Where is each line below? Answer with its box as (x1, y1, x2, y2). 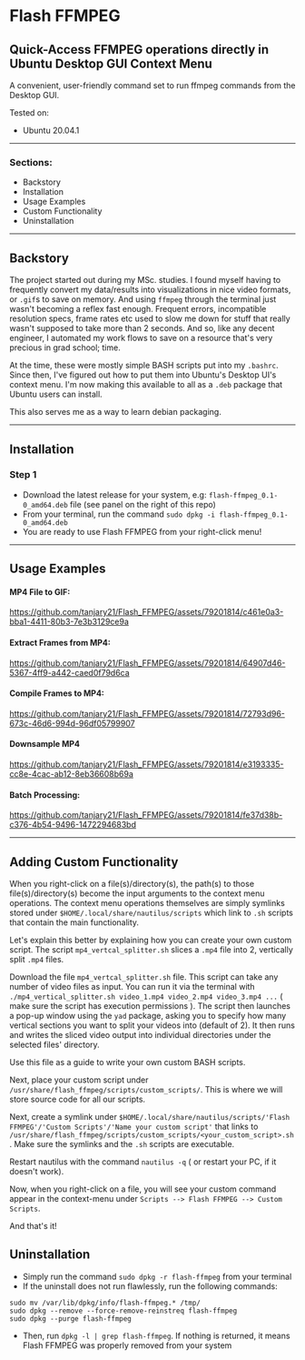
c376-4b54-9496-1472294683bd (9, 820, 137, 831)
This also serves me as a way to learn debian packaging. (9, 407, 222, 418)
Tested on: (9, 107, 50, 118)
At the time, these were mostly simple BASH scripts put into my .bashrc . (9, 360, 279, 371)
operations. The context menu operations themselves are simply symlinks (9, 898, 286, 909)
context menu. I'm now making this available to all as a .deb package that (9, 379, 283, 390)
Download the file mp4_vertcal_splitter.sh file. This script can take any (9, 972, 279, 982)
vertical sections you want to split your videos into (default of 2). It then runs (9, 1020, 295, 1031)
